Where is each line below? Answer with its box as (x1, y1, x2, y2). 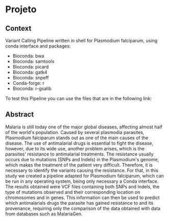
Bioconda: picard (12, 64, 49, 70)
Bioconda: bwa (12, 53, 44, 59)
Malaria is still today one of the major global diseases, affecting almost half (5, 124, 162, 130)
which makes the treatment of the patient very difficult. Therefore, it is (5, 162, 153, 168)
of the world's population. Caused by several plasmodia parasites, (5, 129, 144, 135)
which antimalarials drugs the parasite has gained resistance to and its (5, 200, 154, 206)
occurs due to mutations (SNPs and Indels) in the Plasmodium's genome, (5, 156, 159, 162)
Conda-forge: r (12, 80, 44, 86)
